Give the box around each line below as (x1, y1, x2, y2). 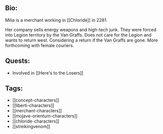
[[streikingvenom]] (12, 124, 50, 130)
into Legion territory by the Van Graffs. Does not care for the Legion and (5, 32, 152, 38)
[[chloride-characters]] (12, 118, 59, 124)
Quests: (5, 57, 30, 65)
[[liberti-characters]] (12, 102, 54, 108)
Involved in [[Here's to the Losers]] (12, 70, 83, 76)
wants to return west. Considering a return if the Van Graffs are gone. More (5, 37, 158, 43)
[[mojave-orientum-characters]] (12, 113, 78, 119)
